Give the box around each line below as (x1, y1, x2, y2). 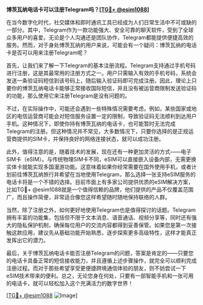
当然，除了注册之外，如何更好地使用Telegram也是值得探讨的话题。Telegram (6, 206, 196, 214)
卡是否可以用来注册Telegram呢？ (6, 49, 88, 56)
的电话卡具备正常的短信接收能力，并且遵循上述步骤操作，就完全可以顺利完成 (6, 257, 197, 264)
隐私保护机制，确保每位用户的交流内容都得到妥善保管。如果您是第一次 (16, 221, 192, 229)
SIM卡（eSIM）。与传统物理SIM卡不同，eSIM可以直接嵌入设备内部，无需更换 (6, 156, 196, 163)
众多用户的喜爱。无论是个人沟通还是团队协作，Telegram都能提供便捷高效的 (6, 34, 194, 41)
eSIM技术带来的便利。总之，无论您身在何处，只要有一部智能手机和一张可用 (6, 272, 194, 279)
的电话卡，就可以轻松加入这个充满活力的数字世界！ (6, 280, 134, 287)
